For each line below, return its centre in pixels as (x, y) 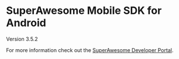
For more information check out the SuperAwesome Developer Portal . (90, 50)
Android (26, 23)
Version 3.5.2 (22, 39)
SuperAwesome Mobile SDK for (84, 11)
